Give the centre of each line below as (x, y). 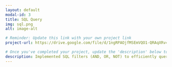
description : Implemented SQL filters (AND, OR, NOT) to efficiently (81, 56)
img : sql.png (19, 24)
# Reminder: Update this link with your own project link (68, 38)
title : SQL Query (24, 19)
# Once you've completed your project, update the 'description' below (83, 52)
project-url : (19, 43)
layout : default (23, 10)
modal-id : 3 (18, 15)
